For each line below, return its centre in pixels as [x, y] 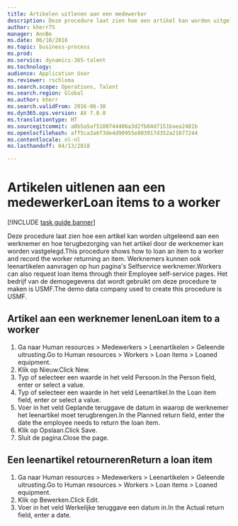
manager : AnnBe [30, 34]
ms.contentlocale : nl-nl [44, 139]
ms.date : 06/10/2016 [38, 41]
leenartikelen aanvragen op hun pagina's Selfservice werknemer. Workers [114, 267]
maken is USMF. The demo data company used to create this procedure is [115, 289]
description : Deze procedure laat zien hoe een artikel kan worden [109, 21]
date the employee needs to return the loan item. [89, 422]
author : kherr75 [31, 27]
